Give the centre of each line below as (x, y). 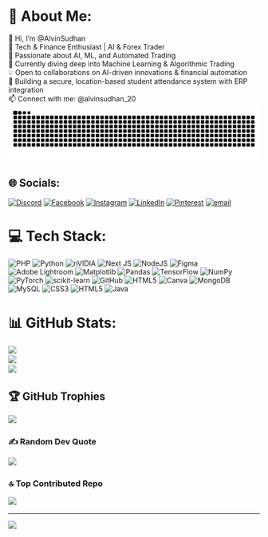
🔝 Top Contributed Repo (56, 484)
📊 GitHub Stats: (63, 323)
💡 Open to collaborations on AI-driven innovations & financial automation (128, 72)
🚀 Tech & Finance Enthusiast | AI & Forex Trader (87, 46)
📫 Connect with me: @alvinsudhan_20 (72, 98)
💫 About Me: (50, 16)
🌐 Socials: (34, 183)
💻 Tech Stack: (57, 236)
